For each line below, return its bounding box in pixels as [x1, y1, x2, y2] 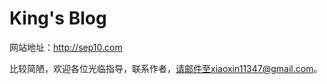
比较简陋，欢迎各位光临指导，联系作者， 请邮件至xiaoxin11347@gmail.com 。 [9, 62, 323, 74]
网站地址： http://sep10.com [9, 41, 123, 53]
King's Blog [9, 7, 107, 30]
